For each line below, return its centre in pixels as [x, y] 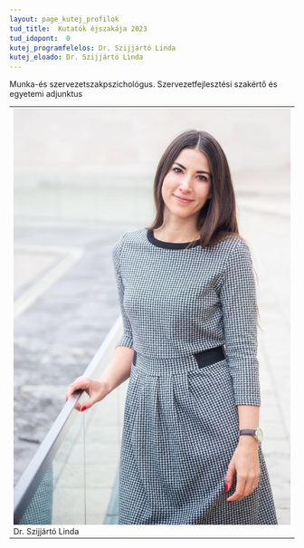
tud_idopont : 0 [40, 38]
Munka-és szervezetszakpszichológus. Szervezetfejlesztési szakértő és [143, 84]
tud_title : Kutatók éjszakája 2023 [78, 29]
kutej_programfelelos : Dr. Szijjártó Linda [93, 48]
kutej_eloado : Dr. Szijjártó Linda [76, 58]
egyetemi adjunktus [46, 94]
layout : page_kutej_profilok [64, 19]
